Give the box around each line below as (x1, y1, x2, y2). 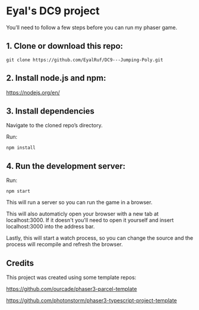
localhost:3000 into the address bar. (6, 223, 95, 230)
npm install (6, 145, 36, 151)
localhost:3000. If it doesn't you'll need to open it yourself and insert (6, 217, 174, 224)
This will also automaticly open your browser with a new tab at (6, 210, 159, 218)
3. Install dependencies (6, 106, 95, 116)
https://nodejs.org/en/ (6, 89, 61, 96)
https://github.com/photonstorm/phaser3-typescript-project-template (6, 297, 177, 304)
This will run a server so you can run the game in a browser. (6, 199, 153, 206)
